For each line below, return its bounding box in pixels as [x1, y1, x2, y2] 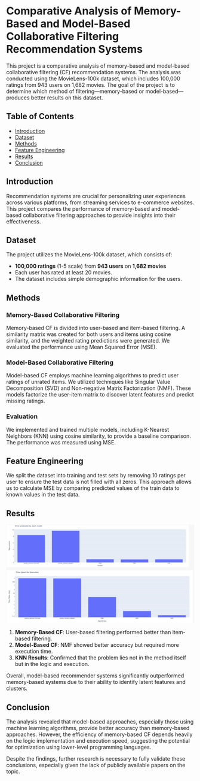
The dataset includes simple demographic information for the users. [14, 276, 182, 283]
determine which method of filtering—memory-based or [6, 87, 144, 95]
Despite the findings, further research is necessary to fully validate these [6, 755, 186, 762]
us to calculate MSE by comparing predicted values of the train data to [6, 485, 180, 492]
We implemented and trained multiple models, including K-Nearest [6, 426, 170, 433]
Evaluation [6, 412, 38, 420]
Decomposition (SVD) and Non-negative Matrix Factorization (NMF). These [6, 385, 191, 392]
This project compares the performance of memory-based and [6, 205, 161, 212]
